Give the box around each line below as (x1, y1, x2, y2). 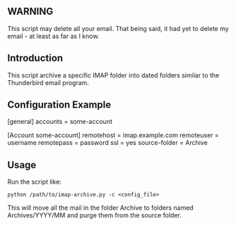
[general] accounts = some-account (7, 118, 113, 126)
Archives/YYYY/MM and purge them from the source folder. (7, 211, 182, 220)
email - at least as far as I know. (7, 32, 100, 40)
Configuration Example (7, 99, 112, 111)
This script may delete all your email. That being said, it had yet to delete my (7, 24, 230, 32)
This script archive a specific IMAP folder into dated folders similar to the (7, 70, 220, 80)
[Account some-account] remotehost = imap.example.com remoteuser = (7, 131, 219, 139)
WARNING (7, 6, 54, 18)
